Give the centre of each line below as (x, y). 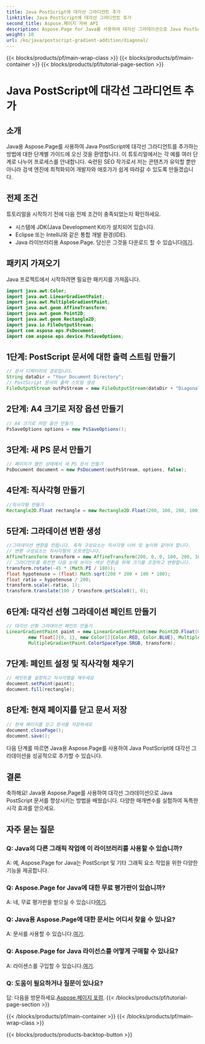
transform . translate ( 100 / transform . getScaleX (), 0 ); (77, 591)
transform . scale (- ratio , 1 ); (43, 585)
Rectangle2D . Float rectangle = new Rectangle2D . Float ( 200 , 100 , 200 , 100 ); (105, 510)
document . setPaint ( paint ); (41, 684)
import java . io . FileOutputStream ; (50, 325)
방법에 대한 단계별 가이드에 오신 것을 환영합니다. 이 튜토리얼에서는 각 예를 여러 (99, 154)
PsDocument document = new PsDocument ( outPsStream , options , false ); (97, 470)
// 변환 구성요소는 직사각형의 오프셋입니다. (54, 551)
